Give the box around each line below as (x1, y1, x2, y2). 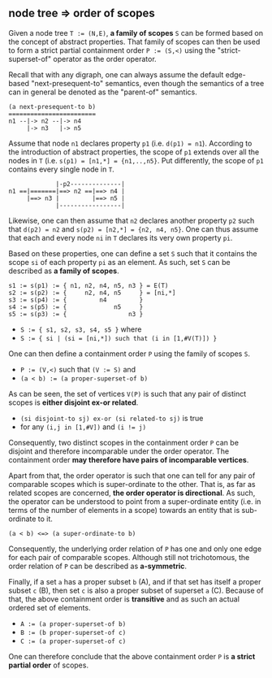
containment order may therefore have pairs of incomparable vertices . (8, 454, 249, 464)
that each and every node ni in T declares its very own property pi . (8, 233, 233, 242)
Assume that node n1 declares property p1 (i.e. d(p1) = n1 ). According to (8, 138, 253, 148)
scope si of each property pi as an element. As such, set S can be (8, 257, 231, 267)
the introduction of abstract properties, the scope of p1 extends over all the (8, 146, 260, 157)
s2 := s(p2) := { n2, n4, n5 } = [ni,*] (8, 289, 176, 297)
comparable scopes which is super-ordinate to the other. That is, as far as (8, 479, 256, 489)
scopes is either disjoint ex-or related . (8, 398, 139, 407)
